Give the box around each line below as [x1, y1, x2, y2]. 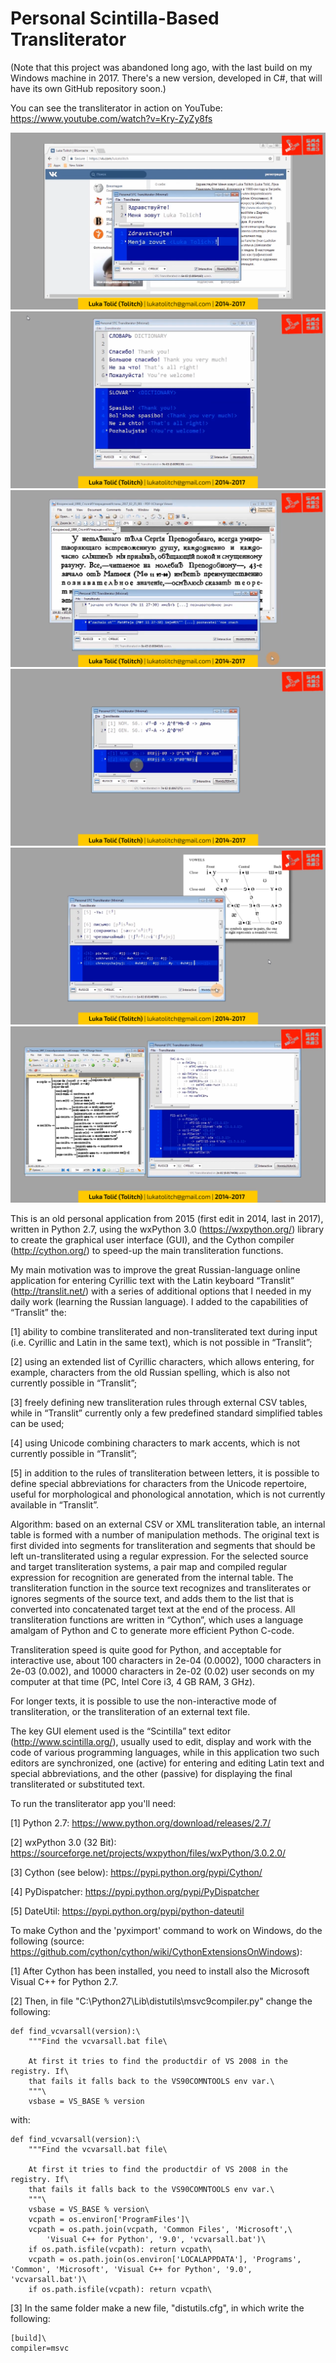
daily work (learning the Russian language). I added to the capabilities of [10, 1295, 309, 1307]
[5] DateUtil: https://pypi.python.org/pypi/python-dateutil [10, 1905, 245, 1917]
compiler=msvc [10, 2343, 70, 2353]
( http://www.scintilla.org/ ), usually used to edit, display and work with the [10, 1735, 312, 1747]
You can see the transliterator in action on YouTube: [10, 102, 223, 114]
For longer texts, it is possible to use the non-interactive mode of [10, 1695, 278, 1707]
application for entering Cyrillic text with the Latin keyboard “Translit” [10, 1274, 295, 1286]
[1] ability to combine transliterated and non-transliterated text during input [10, 1325, 318, 1337]
